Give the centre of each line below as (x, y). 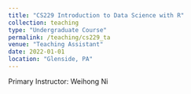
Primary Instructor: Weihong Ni (58, 81)
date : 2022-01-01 (37, 52)
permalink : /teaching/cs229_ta (59, 37)
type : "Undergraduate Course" (58, 30)
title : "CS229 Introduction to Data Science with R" (96, 15)
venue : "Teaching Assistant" (56, 45)
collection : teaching (44, 23)
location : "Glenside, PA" (50, 60)
